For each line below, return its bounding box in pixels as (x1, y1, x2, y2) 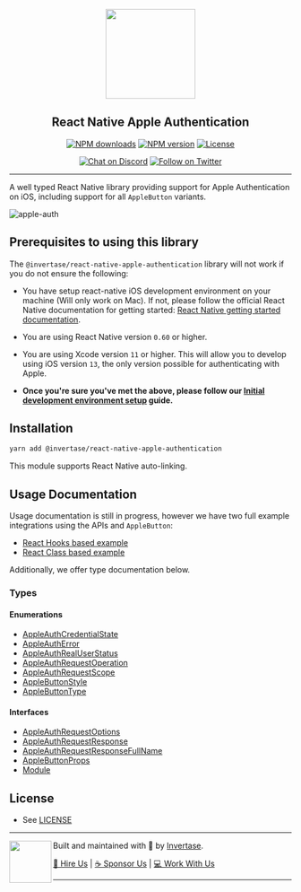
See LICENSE (21, 815, 73, 826)
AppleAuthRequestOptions (21, 727, 121, 738)
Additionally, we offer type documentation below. (9, 564, 191, 575)
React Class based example (21, 547, 125, 558)
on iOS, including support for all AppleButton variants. (9, 191, 207, 202)
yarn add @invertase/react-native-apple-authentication (9, 444, 222, 453)
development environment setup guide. (21, 395, 173, 406)
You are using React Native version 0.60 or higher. (21, 331, 208, 342)
